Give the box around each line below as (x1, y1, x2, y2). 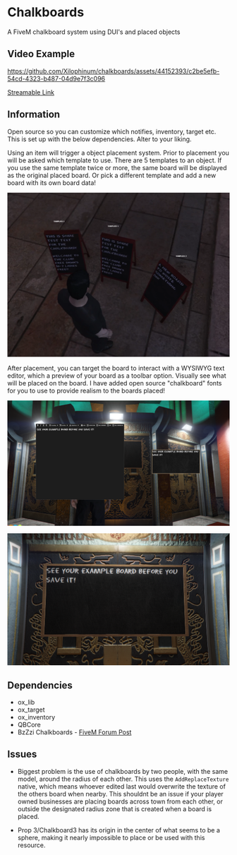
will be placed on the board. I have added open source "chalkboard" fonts (7, 379, 222, 388)
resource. (17, 841, 46, 849)
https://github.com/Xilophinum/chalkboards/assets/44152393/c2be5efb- (7, 66, 220, 75)
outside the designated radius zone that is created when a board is (17, 804, 212, 813)
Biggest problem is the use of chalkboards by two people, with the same (17, 767, 228, 775)
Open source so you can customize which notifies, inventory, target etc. (7, 127, 217, 136)
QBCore (17, 720, 41, 729)
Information (7, 109, 61, 121)
